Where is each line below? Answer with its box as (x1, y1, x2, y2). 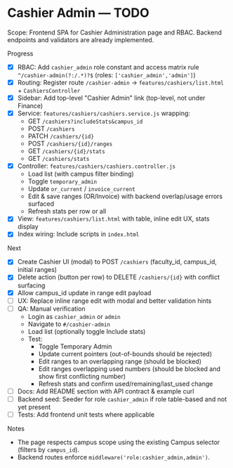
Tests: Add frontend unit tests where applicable (17, 410, 155, 419)
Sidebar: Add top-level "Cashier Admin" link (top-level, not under (17, 93, 206, 103)
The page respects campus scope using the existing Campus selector (17, 438, 220, 446)
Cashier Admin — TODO (7, 5, 149, 21)
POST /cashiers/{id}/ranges (27, 139, 113, 148)
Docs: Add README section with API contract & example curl (17, 386, 194, 395)
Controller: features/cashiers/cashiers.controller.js (17, 162, 176, 170)
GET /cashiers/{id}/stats (27, 147, 105, 155)
